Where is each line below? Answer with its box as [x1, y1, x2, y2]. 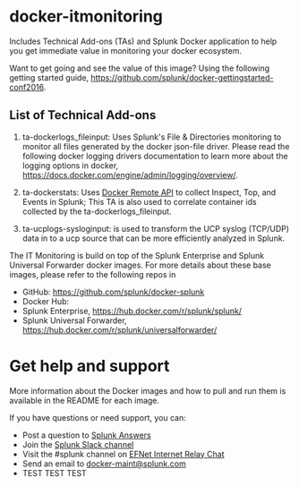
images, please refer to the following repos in [9, 269, 176, 279]
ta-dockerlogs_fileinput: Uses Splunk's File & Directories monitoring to [21, 132, 282, 142]
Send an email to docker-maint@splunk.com [21, 458, 186, 469]
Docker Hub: [21, 295, 70, 306]
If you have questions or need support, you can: [9, 412, 186, 422]
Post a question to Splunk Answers [21, 430, 151, 440]
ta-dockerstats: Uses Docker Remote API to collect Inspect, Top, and [21, 186, 277, 198]
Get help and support [9, 355, 170, 376]
